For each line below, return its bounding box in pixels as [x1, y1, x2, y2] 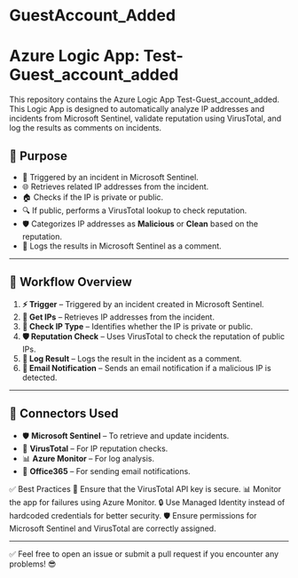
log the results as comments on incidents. [9, 123, 162, 133]
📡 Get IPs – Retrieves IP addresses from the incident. [21, 312, 216, 322]
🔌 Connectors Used [9, 406, 119, 422]
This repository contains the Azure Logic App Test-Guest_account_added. [9, 94, 280, 105]
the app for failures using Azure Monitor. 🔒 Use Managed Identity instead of [9, 496, 286, 507]
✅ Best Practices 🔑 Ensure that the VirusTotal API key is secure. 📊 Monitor [9, 483, 282, 494]
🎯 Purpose [9, 148, 68, 163]
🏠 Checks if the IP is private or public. [21, 192, 164, 202]
